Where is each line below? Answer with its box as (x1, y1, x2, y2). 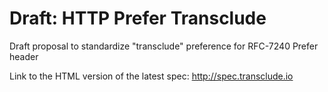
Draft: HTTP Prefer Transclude (9, 7, 267, 30)
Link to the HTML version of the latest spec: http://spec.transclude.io (9, 70, 294, 82)
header (9, 50, 39, 62)
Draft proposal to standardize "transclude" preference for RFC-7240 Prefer (9, 40, 319, 52)
